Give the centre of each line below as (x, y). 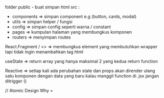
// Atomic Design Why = (29, 90)
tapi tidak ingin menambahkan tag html (44, 52)
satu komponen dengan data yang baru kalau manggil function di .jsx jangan (82, 76)
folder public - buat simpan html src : (42, 7)
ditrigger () (16, 81)
